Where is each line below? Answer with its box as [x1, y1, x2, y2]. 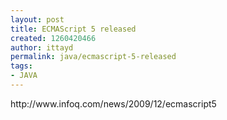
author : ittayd [10, 42, 74, 53]
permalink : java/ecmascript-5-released [10, 52, 177, 62]
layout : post [10, 14, 65, 25]
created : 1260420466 [10, 33, 97, 43]
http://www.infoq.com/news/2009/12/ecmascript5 [10, 97, 217, 110]
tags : [10, 61, 33, 71]
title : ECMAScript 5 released [10, 24, 137, 34]
